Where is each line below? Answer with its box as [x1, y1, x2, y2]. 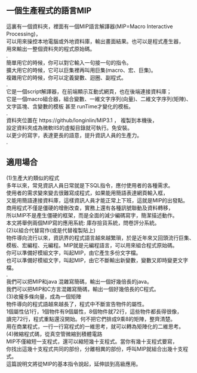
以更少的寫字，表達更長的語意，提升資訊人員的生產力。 [6, 131, 142, 139]
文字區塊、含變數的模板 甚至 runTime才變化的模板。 [6, 102, 134, 110]
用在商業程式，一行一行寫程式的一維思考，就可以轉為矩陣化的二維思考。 [6, 323, 184, 330]
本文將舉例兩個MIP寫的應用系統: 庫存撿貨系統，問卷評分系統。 [6, 219, 160, 226]
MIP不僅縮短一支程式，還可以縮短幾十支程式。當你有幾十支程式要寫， [6, 338, 178, 345]
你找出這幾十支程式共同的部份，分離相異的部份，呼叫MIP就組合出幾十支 [6, 345, 183, 352]
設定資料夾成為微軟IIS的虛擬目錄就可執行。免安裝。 [6, 124, 133, 131]
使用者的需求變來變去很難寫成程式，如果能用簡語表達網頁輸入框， [6, 189, 168, 196]
